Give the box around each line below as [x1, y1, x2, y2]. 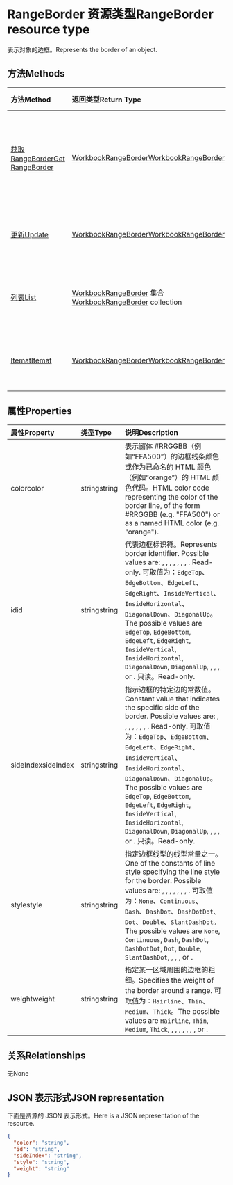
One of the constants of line [124, 858, 216, 868]
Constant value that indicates [124, 694, 221, 703]
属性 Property [10, 427, 55, 437]
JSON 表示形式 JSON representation [7, 1092, 164, 1104]
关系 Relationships [7, 1049, 86, 1061]
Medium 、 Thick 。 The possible [124, 1006, 221, 1016]
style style [10, 900, 43, 909]
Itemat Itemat [10, 356, 52, 365]
